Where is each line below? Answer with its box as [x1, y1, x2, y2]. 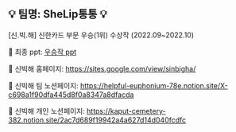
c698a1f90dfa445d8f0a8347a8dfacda [8, 90, 134, 99]
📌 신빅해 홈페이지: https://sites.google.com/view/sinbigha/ [8, 64, 196, 73]
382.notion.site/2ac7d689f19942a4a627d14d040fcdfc [8, 115, 187, 125]
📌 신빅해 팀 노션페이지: [8, 80, 79, 90]
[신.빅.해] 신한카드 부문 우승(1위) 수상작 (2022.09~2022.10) [8, 30, 195, 40]
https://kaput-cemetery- [86, 106, 166, 115]
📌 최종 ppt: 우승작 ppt [8, 47, 77, 56]
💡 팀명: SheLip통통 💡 [8, 7, 107, 21]
